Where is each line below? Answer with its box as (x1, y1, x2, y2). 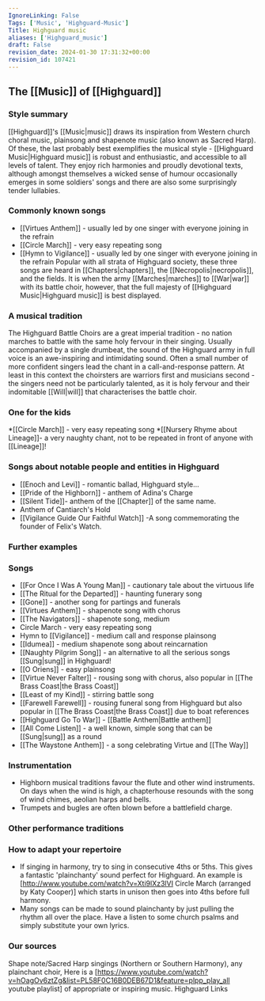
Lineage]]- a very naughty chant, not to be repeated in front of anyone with (8, 433, 253, 443)
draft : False (8, 41, 51, 49)
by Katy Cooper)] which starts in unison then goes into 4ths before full (19, 887, 250, 897)
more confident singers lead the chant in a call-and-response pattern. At (8, 362, 245, 372)
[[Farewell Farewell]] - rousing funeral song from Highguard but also (19, 698, 243, 707)
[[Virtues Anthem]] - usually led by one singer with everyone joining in (19, 223, 249, 233)
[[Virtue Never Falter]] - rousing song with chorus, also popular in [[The (19, 673, 253, 682)
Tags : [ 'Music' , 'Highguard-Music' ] (8, 19, 129, 27)
